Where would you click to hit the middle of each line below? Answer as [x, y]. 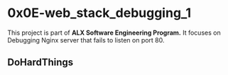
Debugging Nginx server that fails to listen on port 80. [86, 40]
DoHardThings [40, 63]
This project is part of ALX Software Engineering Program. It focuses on [114, 33]
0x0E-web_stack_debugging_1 [99, 13]
